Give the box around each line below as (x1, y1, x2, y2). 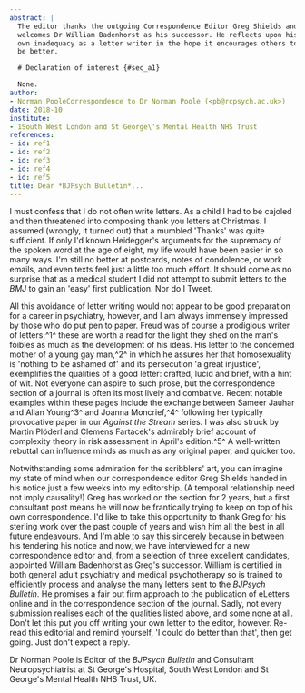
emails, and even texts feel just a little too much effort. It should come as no (9, 264, 292, 275)
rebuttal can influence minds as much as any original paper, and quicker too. (9, 446, 296, 457)
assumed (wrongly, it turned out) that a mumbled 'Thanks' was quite (9, 225, 265, 236)
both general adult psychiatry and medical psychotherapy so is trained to (9, 569, 283, 580)
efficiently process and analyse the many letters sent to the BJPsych (9, 579, 266, 590)
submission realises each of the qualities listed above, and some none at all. (9, 608, 293, 619)
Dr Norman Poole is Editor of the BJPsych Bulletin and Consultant (9, 655, 254, 666)
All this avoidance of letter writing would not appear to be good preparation (9, 301, 291, 312)
